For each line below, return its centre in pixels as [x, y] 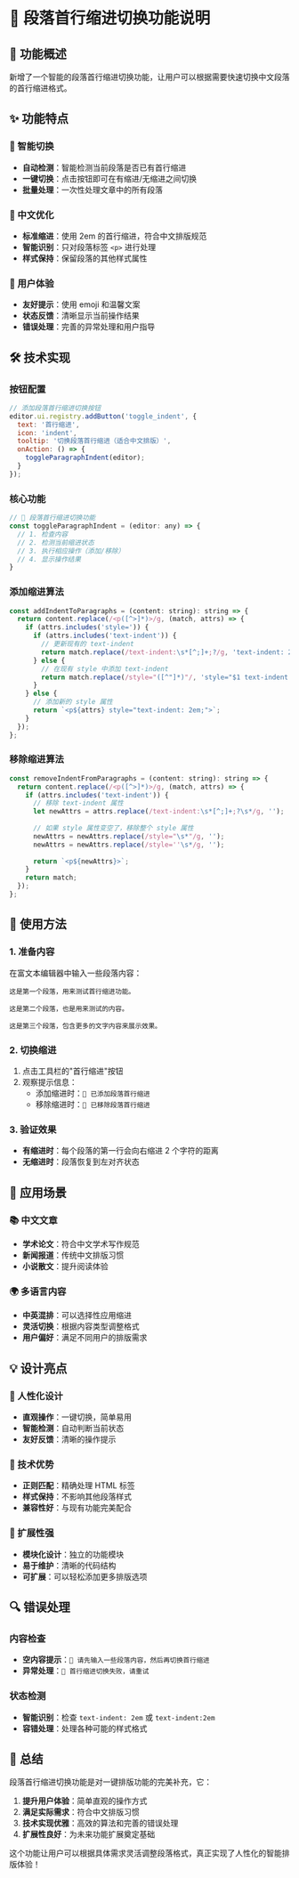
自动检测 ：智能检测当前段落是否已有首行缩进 [104, 167]
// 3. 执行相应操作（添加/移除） [71, 551]
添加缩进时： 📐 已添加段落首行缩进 [93, 1093]
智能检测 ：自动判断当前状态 [73, 1428]
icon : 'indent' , [47, 433]
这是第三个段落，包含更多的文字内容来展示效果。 [85, 1026]
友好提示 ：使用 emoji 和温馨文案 [81, 304]
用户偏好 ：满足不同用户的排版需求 [85, 1338]
